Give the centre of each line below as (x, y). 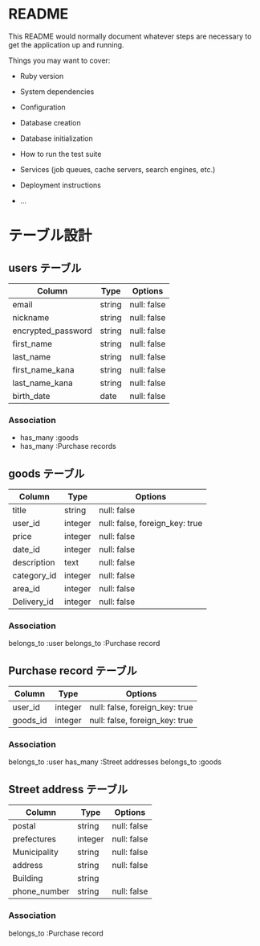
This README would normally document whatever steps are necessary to (130, 36)
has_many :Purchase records (68, 446)
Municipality (35, 852)
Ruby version (42, 76)
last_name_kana (43, 383)
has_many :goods (49, 438)
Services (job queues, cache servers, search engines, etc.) (118, 169)
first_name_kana (43, 369)
